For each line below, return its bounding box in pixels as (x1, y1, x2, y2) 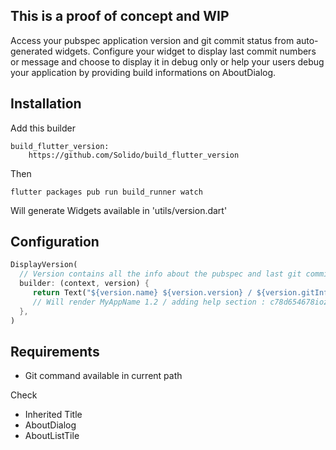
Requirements (10, 343, 100, 360)
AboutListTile (24, 430, 80, 442)
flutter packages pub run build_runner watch (10, 187, 203, 197)
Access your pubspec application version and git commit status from (10, 34, 295, 46)
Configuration (10, 234, 100, 251)
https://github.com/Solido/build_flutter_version (28, 150, 240, 160)
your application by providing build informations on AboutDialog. (10, 66, 277, 78)
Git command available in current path (24, 370, 183, 382)
